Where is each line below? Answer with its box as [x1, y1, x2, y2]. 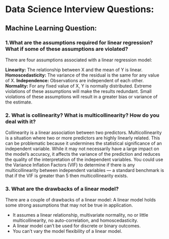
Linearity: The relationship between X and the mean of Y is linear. [5, 66, 143, 73]
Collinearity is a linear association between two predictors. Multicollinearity [5, 129, 162, 135]
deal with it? [5, 118, 36, 125]
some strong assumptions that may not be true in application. [5, 202, 133, 209]
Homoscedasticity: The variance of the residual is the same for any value [5, 72, 159, 78]
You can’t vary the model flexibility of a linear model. [12, 228, 122, 234]
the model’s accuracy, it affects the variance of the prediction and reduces [5, 151, 160, 157]
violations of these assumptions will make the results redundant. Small [5, 88, 152, 94]
